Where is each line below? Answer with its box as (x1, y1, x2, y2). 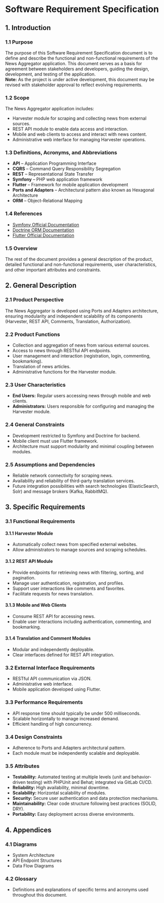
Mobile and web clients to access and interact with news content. (12, 131, 147, 137)
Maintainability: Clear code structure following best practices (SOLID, (12, 800, 157, 807)
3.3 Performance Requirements (5, 699, 83, 706)
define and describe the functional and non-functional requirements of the (5, 55, 158, 61)
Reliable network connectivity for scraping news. (12, 472, 113, 478)
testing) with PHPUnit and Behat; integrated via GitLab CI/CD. (26, 779, 153, 785)
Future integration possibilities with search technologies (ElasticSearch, (12, 483, 160, 489)
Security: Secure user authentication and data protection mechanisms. (12, 795, 159, 801)
